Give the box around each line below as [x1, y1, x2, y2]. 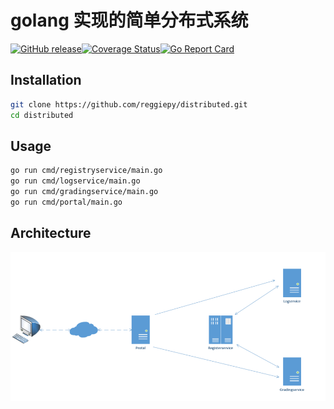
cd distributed [10, 110, 74, 120]
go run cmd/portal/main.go [10, 197, 123, 207]
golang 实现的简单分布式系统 [10, 9, 249, 32]
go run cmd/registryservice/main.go [10, 166, 163, 176]
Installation [10, 72, 82, 89]
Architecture [10, 225, 92, 242]
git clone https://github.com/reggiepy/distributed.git [10, 99, 248, 110]
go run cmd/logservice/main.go [10, 176, 141, 186]
